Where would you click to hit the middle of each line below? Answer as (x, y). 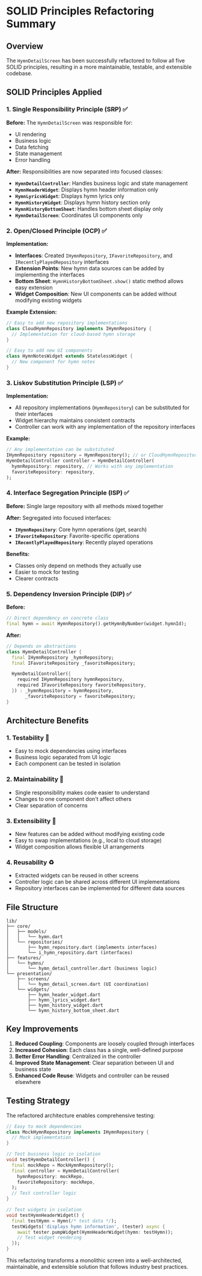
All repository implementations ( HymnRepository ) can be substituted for (102, 408)
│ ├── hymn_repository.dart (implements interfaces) (82, 948)
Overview (25, 46)
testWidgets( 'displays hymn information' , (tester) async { (88, 1227)
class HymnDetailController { (44, 652)
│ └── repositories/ (35, 942)
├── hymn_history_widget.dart (66, 1006)
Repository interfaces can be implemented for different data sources (100, 888)
